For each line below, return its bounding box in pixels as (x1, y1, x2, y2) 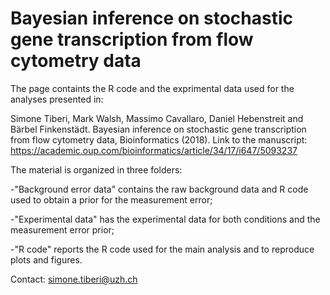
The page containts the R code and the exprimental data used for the (10, 82, 295, 94)
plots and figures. (10, 253, 83, 266)
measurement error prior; (10, 223, 115, 236)
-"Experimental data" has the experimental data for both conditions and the (10, 213, 321, 225)
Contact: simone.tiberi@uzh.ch (10, 273, 138, 285)
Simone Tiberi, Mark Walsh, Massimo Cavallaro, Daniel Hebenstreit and (10, 112, 304, 124)
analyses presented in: (10, 93, 104, 105)
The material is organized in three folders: (10, 163, 183, 176)
